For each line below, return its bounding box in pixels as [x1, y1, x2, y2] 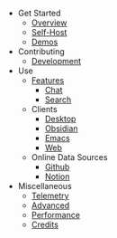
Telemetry [31, 190, 69, 201]
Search [44, 94, 72, 105]
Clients [31, 104, 58, 114]
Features [31, 75, 65, 85]
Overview [31, 17, 67, 28]
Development [31, 56, 81, 66]
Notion [44, 171, 70, 182]
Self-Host [31, 27, 67, 37]
